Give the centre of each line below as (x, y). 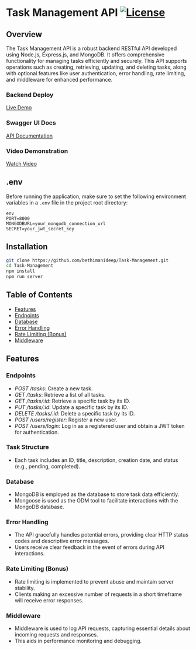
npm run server (25, 277)
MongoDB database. (39, 507)
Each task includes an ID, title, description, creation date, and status (96, 460)
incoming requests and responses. (56, 634)
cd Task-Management (30, 266)
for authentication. (37, 432)
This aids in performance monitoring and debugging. (78, 641)
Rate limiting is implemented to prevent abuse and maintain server (94, 581)
